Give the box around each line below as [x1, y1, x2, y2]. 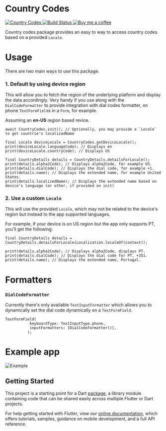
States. [5, 175, 21, 180]
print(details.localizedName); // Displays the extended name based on [5, 179, 157, 184]
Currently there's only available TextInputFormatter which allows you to [5, 301, 152, 308]
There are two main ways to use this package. [5, 68, 99, 74]
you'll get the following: [5, 226, 53, 232]
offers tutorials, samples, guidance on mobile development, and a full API [5, 416, 155, 422]
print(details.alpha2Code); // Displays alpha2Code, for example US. [5, 162, 153, 167]
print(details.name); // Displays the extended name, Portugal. [5, 258, 141, 263]
